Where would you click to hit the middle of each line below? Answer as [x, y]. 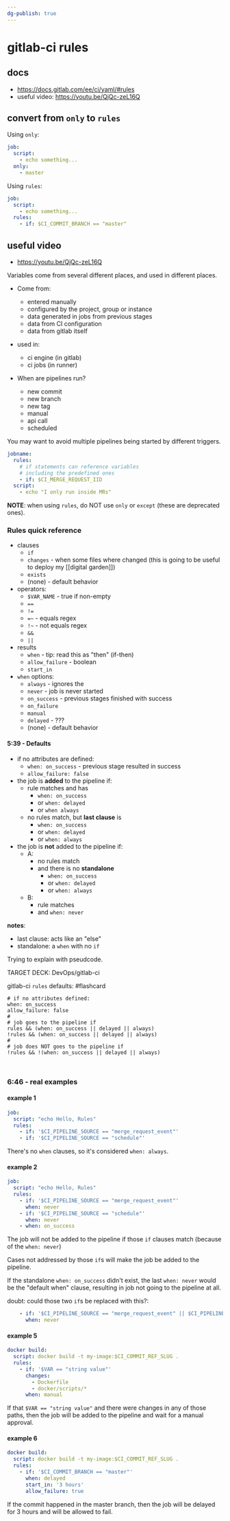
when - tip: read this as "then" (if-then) [80, 655]
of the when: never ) [34, 1246]
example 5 [22, 1336]
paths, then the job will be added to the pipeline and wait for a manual [105, 1415]
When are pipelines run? [51, 378]
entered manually [52, 302]
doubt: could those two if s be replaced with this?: [78, 1301]
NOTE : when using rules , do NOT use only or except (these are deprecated [114, 505]
